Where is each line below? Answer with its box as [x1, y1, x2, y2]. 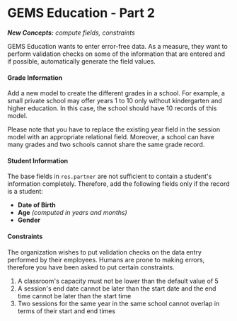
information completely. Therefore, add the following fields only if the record [7, 180, 230, 188]
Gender [17, 216, 41, 224]
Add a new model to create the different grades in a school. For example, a [7, 89, 225, 98]
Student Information [7, 156, 69, 165]
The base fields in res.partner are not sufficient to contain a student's [7, 172, 212, 181]
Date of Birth [17, 201, 57, 209]
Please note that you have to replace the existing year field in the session [7, 125, 221, 134]
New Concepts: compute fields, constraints [7, 28, 136, 37]
